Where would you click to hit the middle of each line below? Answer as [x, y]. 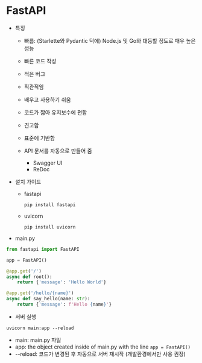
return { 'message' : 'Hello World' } [62, 282]
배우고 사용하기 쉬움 [47, 99]
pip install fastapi [50, 205]
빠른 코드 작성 [40, 61]
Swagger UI [48, 163]
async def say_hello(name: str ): [48, 299]
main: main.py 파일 [38, 340]
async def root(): [29, 277]
